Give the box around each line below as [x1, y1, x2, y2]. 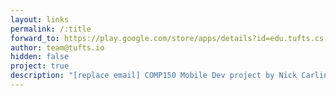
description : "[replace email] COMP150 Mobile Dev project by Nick [10, 71, 298, 81]
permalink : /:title [10, 24, 92, 34]
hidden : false [10, 52, 70, 62]
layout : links [10, 14, 70, 25]
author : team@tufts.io [10, 42, 105, 53]
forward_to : [10, 33, 60, 43]
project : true [10, 61, 70, 71]
